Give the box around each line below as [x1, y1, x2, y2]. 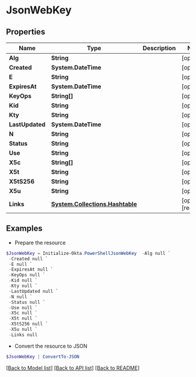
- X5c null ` [8, 310, 38, 316]
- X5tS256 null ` [8, 321, 48, 327]
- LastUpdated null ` [8, 288, 59, 294]
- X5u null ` [8, 327, 38, 333]
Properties [6, 27, 45, 37]
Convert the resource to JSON [14, 343, 87, 350]
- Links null [8, 331, 38, 338]
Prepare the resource [14, 239, 66, 246]
